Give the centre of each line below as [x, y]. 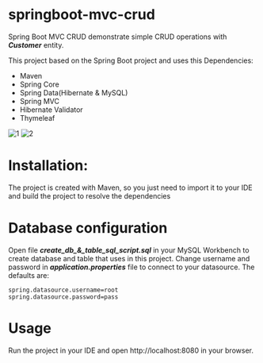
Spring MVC [40, 101]
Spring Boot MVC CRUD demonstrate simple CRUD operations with [118, 37]
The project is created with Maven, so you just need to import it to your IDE [130, 187]
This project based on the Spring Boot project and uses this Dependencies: [131, 60]
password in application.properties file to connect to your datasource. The [131, 267]
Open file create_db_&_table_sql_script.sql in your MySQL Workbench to [129, 250]
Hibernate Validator [51, 110]
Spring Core [39, 84]
